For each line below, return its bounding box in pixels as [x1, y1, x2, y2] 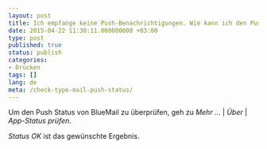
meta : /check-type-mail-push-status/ [8, 85, 133, 94]
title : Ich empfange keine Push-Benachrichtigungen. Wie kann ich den [8, 19, 247, 27]
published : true [8, 41, 62, 49]
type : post [8, 33, 44, 42]
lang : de [8, 78, 37, 86]
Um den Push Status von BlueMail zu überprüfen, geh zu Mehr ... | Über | [8, 108, 248, 117]
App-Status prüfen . [8, 116, 72, 126]
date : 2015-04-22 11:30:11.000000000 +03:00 [8, 26, 158, 34]
